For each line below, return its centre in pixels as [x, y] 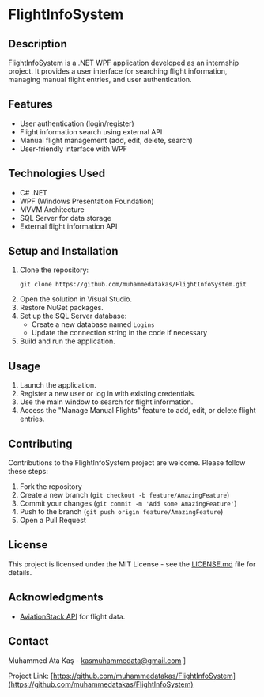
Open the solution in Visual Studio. [76, 299]
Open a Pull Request [53, 521]
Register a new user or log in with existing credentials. [107, 394]
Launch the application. [58, 385]
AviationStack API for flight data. [72, 616]
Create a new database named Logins [93, 324]
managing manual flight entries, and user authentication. [100, 80]
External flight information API [68, 226]
